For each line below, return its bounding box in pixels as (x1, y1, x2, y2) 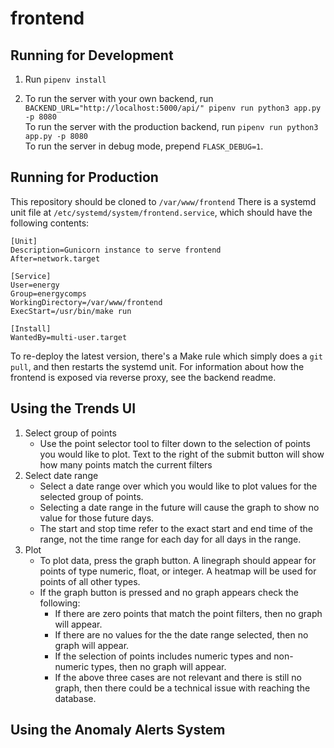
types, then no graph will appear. (91, 660, 227, 672)
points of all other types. (39, 575, 141, 587)
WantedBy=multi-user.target (10, 332, 128, 342)
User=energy (10, 280, 60, 290)
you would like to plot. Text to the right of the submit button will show (39, 448, 325, 460)
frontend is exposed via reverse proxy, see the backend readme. (10, 371, 277, 383)
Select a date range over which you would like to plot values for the (39, 480, 318, 492)
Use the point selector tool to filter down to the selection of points (39, 437, 311, 449)
